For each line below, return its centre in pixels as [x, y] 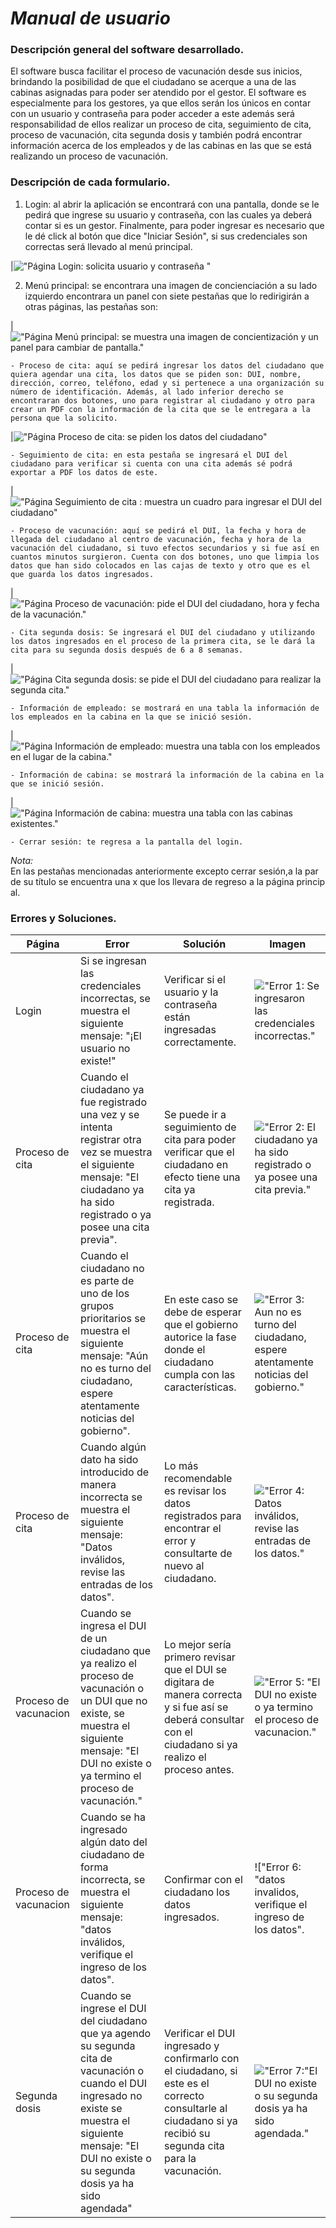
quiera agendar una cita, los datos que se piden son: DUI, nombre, [156, 374]
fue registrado [113, 1102]
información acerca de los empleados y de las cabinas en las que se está [161, 146]
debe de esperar [202, 1312]
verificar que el [199, 1152]
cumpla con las [199, 1375]
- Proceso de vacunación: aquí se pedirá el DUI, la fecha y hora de [158, 530]
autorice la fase [200, 1337]
